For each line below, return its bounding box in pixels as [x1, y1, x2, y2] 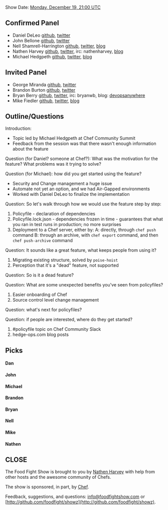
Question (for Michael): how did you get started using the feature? [5, 171, 142, 177]
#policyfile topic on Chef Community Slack [12, 326, 101, 332]
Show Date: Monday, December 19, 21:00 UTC [5, 5, 101, 10]
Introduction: [5, 125, 32, 131]
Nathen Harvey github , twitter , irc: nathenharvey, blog [12, 48, 124, 54]
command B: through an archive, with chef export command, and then [12, 232, 159, 238]
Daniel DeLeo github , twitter [12, 32, 71, 38]
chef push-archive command [12, 238, 73, 244]
